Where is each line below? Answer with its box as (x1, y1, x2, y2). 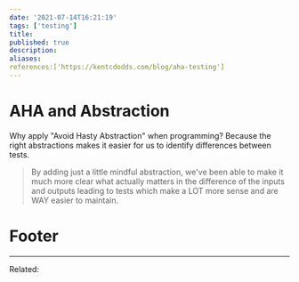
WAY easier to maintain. (30, 195, 118, 205)
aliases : (9, 54, 42, 63)
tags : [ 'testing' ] (9, 21, 77, 30)
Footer (9, 226, 60, 246)
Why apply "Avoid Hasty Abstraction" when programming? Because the (9, 130, 271, 141)
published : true (9, 37, 69, 47)
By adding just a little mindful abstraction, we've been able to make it (30, 166, 284, 177)
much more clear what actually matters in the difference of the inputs (30, 175, 285, 187)
